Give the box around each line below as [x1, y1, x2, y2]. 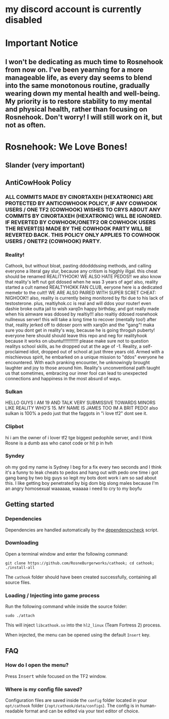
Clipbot [5, 423, 24, 430]
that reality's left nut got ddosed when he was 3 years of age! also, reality [5, 279, 158, 285]
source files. [5, 579, 31, 585]
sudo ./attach [5, 613, 35, 618]
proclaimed [5, 348, 29, 354]
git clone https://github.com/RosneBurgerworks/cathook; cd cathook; [5, 560, 155, 566]
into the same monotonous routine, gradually [5, 81, 150, 89]
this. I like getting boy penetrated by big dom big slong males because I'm [5, 480, 159, 486]
